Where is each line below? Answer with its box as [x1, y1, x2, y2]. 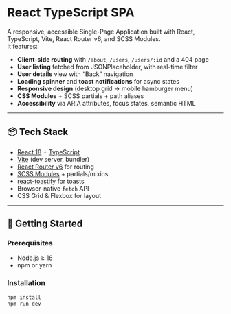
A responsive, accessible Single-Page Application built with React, [7, 27, 195, 36]
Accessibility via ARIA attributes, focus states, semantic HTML [16, 99, 196, 107]
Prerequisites [7, 239, 53, 248]
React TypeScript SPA [7, 5, 135, 21]
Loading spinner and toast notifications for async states [16, 77, 180, 85]
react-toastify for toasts [16, 177, 85, 185]
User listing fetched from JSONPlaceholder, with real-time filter [16, 62, 198, 71]
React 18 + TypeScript [16, 147, 80, 156]
